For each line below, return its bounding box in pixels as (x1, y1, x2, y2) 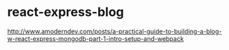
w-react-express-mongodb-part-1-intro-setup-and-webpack (7, 34, 184, 42)
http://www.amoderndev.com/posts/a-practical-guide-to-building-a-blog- (7, 27, 223, 35)
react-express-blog (7, 4, 124, 20)
